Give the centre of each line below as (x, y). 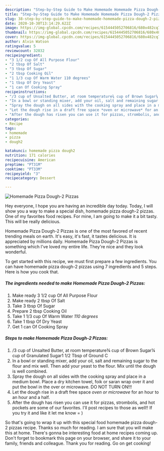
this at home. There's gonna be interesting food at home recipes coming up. (82, 433)
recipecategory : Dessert (30, 178)
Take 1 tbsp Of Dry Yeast (37, 321)
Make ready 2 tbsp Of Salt (38, 301)
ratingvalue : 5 (20, 46)
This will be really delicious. (33, 222)
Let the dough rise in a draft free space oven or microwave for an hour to (85, 392)
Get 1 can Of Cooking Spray (40, 327)
